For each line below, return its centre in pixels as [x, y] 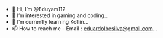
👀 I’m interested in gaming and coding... [60, 15]
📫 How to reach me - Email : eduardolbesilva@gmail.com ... [84, 28]
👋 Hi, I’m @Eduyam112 [39, 9]
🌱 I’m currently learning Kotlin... [50, 22]
